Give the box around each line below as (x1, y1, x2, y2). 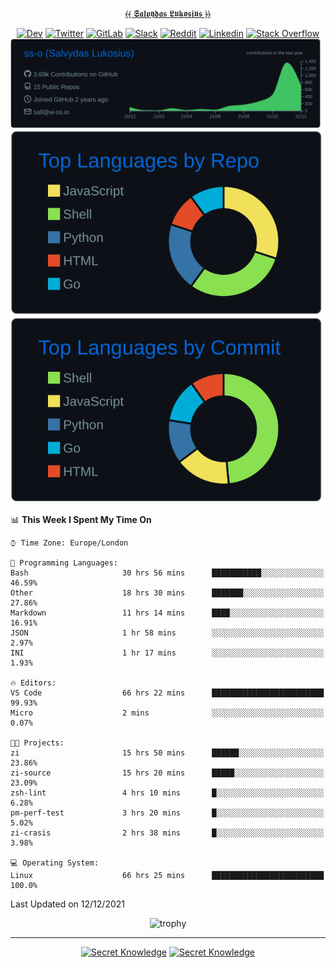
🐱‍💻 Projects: (10, 738, 65, 748)
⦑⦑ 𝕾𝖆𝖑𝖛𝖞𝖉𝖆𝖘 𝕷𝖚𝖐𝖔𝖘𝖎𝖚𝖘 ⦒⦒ (124, 8, 212, 19)
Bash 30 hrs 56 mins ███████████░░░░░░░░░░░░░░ (10, 568, 325, 578)
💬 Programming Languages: (10, 558, 118, 568)
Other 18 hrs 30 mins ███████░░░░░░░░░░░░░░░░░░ (10, 588, 325, 598)
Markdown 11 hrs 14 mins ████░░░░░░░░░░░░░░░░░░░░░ (10, 608, 325, 618)
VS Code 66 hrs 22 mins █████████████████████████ (10, 688, 325, 698)
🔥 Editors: (10, 678, 57, 688)
